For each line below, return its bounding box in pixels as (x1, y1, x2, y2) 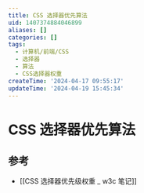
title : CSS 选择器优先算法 (8, 11, 88, 20)
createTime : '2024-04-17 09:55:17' (8, 77, 124, 85)
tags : (8, 41, 26, 49)
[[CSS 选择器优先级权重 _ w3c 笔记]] (19, 177, 137, 186)
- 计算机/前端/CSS (15, 48, 69, 56)
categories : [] (8, 33, 58, 42)
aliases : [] (8, 26, 47, 34)
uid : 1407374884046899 (8, 19, 82, 27)
